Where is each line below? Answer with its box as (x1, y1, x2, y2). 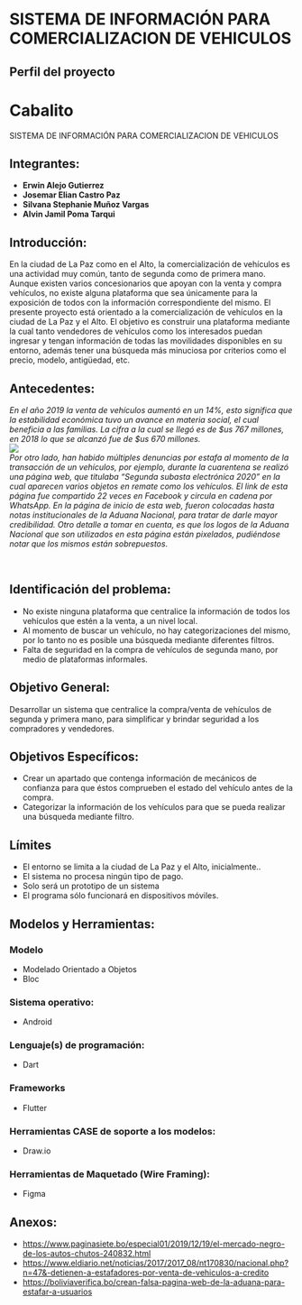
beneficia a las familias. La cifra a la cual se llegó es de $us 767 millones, (9, 424, 284, 435)
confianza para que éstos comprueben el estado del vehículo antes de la (22, 783, 293, 794)
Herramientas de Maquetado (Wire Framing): (9, 1168, 210, 1181)
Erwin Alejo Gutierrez (22, 180, 105, 191)
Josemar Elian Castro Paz (22, 189, 121, 200)
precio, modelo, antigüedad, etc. (9, 354, 131, 365)
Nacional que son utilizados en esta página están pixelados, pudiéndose (9, 528, 281, 539)
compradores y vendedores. (9, 722, 115, 734)
